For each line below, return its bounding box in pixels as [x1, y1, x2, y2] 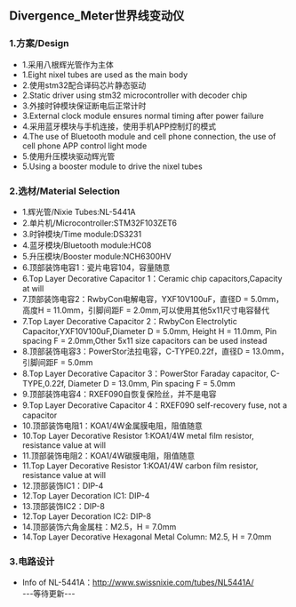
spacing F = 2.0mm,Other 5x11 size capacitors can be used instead [21, 335, 268, 346]
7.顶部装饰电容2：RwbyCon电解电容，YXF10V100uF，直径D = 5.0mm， [21, 293, 284, 304]
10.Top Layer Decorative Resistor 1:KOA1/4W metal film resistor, [21, 430, 255, 441]
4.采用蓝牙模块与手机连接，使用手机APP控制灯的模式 [21, 121, 216, 132]
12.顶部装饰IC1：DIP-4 [21, 480, 104, 491]
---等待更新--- [21, 588, 76, 599]
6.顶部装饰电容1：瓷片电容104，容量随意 [21, 261, 171, 273]
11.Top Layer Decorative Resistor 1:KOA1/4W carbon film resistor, [21, 460, 259, 471]
